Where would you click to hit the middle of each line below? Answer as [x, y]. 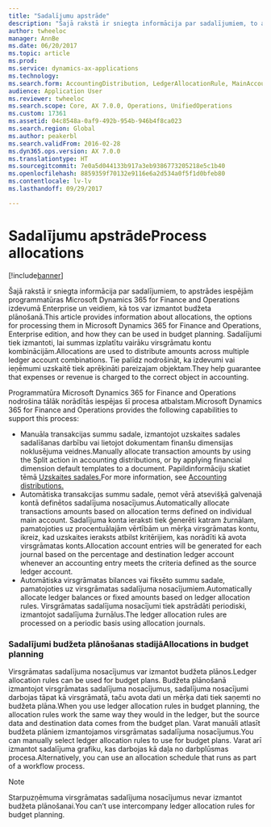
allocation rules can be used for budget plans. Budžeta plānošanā [117, 680]
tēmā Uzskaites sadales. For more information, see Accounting [123, 477]
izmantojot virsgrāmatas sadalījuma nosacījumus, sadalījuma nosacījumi [129, 689]
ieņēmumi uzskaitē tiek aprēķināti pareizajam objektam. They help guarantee [135, 368]
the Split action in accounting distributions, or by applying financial [131, 460]
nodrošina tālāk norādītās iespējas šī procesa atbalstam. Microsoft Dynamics [135, 401]
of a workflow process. [47, 766]
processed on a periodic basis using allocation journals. [113, 622]
